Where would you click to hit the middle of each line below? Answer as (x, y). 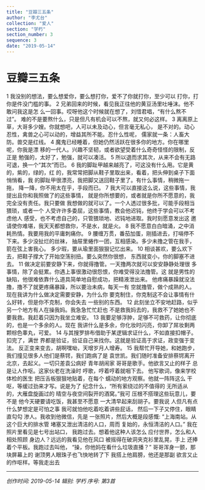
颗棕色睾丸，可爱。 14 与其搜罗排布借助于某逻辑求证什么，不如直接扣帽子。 (102, 333)
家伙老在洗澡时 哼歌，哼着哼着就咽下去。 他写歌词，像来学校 (120, 370)
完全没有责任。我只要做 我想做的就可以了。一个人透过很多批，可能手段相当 (101, 203)
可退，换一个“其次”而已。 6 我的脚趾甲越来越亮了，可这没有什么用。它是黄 (100, 165)
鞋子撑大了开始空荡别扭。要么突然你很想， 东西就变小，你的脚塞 (103, 256)
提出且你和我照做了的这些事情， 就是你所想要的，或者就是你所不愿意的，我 (101, 195)
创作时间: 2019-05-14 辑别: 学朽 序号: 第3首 (61, 481)
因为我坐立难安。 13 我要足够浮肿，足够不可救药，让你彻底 (123, 317)
